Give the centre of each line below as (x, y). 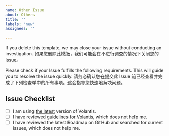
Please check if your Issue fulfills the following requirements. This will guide (84, 70)
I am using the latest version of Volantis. (54, 111)
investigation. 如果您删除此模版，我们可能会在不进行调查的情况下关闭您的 (82, 54)
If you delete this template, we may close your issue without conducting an (83, 48)
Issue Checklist (30, 99)
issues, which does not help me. (46, 128)
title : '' (16, 19)
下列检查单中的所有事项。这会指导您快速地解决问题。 (70, 83)
